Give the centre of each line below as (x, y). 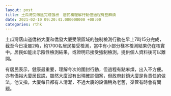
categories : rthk (24, 24)
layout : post (19, 10)
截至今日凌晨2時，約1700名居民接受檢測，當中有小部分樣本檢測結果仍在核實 (85, 46)
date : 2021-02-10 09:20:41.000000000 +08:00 (53, 19)
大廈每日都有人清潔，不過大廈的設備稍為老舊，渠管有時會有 (94, 82)
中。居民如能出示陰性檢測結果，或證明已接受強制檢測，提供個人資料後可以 (83, 52)
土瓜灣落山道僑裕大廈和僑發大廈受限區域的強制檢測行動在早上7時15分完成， (84, 39)
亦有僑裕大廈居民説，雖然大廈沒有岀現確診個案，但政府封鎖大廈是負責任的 (83, 76)
